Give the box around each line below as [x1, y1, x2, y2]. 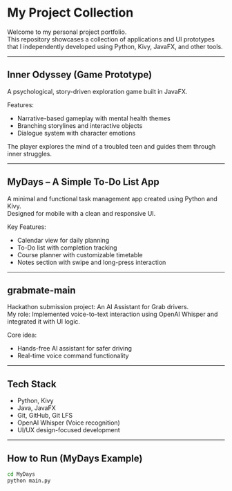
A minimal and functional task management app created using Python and [7, 194, 217, 203]
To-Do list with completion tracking [17, 243, 117, 252]
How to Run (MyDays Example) [7, 452, 143, 464]
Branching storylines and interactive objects [17, 121, 143, 129]
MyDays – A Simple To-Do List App [7, 176, 160, 188]
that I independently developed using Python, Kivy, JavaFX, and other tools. [7, 42, 223, 50]
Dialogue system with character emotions [17, 129, 136, 137]
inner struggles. [7, 149, 52, 158]
